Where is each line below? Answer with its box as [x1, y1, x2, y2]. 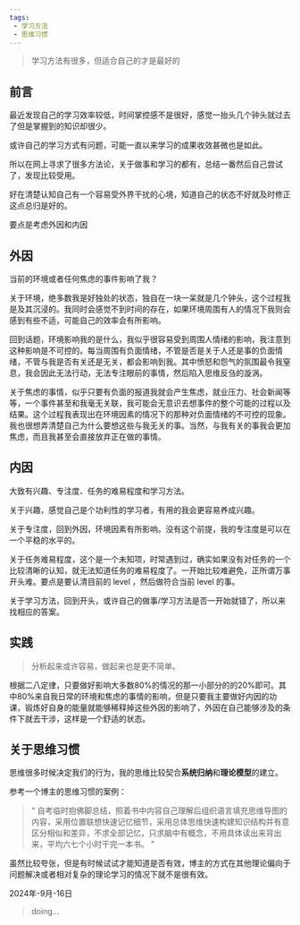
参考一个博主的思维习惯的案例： [9, 786, 127, 797]
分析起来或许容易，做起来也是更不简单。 [30, 660, 180, 672]
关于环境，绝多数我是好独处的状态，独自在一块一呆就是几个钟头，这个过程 [9, 293, 283, 303]
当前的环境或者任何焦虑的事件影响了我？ [9, 274, 158, 284]
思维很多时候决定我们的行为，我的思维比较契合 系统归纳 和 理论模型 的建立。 [9, 767, 283, 778]
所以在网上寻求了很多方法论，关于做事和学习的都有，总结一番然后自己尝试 [9, 158, 283, 170]
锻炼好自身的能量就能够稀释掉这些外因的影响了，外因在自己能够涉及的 [24, 702, 283, 713]
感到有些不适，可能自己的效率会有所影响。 [9, 315, 166, 325]
